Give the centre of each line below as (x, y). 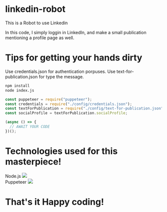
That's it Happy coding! (55, 202)
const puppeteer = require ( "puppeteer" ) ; (49, 99)
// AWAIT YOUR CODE (30, 127)
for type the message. (61, 77)
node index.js (20, 90)
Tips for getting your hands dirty (74, 58)
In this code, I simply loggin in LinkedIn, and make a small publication (76, 32)
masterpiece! (33, 161)
